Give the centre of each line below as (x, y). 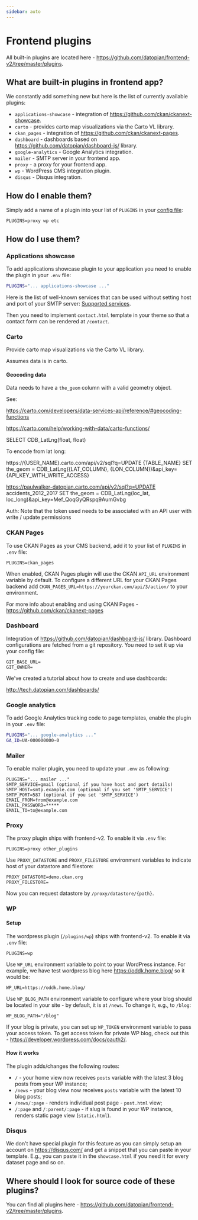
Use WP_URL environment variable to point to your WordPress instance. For (96, 964)
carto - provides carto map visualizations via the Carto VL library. (94, 127)
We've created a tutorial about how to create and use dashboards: (87, 678)
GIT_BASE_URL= (24, 662)
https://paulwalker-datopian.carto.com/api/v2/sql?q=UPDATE (81, 487)
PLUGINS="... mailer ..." (38, 779)
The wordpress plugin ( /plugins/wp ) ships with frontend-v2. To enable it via (98, 936)
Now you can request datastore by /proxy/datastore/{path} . (80, 893)
